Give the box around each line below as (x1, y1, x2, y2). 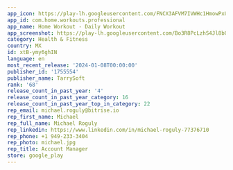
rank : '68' (7, 81, 39, 88)
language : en (7, 56, 45, 62)
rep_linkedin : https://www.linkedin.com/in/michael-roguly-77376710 (7, 126, 209, 133)
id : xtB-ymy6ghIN (7, 49, 58, 56)
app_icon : (7, 10, 36, 17)
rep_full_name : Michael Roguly (7, 119, 98, 127)
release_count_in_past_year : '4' (7, 87, 104, 94)
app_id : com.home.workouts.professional (7, 17, 126, 24)
